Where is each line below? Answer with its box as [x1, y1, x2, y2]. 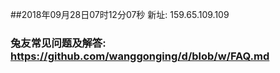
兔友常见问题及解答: [10, 36, 107, 50]
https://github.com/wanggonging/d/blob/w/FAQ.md [10, 49, 270, 63]
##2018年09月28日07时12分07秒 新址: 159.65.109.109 [10, 9, 230, 20]
